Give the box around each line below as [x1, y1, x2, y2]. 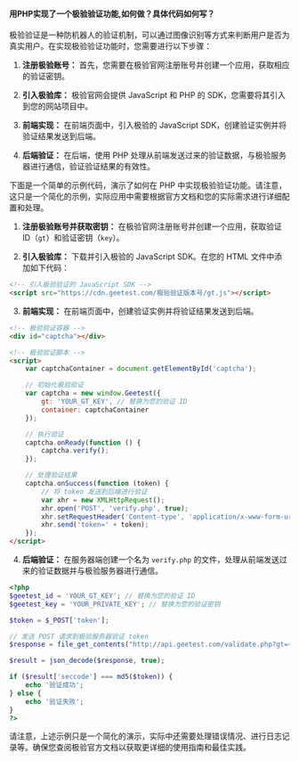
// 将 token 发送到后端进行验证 [41, 487, 148, 496]
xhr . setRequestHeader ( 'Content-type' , [41, 512, 185, 521]
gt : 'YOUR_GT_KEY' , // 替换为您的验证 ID [41, 397, 188, 406]
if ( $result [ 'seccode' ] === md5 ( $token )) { [9, 673, 174, 682]
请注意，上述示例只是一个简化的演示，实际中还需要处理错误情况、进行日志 [9, 731, 282, 741]
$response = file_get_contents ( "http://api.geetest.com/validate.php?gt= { [9, 640, 293, 650]
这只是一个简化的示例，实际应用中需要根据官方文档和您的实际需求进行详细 [9, 192, 282, 202]
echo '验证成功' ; [25, 681, 85, 690]
